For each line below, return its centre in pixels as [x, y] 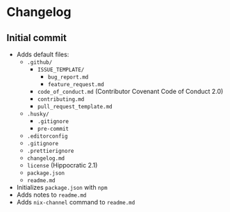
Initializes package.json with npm [62, 187]
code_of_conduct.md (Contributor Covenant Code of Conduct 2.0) [130, 91]
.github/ [40, 63]
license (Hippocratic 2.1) [62, 165]
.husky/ [38, 114]
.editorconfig [47, 136]
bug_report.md [68, 77]
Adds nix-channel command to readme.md [76, 202]
